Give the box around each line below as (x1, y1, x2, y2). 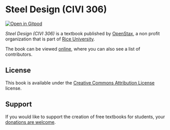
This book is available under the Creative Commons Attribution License (5, 79, 155, 85)
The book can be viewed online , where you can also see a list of (5, 46, 140, 52)
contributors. (5, 51, 33, 57)
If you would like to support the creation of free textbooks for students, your (5, 114, 165, 120)
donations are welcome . (5, 119, 56, 125)
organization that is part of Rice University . (5, 36, 95, 42)
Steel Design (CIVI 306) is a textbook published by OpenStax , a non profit (5, 30, 160, 36)
